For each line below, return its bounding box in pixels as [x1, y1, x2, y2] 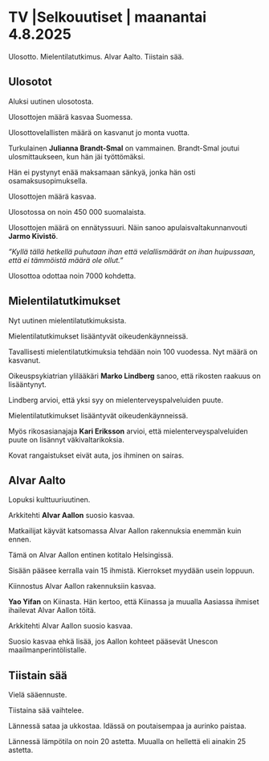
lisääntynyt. [8, 379, 47, 389]
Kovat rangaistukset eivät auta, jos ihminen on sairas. [8, 450, 185, 460]
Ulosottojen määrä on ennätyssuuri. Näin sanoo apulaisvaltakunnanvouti [8, 222, 247, 232]
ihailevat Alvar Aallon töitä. [8, 606, 96, 615]
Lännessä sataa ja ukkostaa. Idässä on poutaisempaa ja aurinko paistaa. [8, 721, 247, 731]
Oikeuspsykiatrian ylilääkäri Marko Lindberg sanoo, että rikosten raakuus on [8, 371, 261, 380]
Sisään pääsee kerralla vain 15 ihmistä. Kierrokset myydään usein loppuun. [8, 566, 255, 575]
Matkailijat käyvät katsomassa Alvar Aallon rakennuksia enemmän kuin [8, 526, 242, 536]
